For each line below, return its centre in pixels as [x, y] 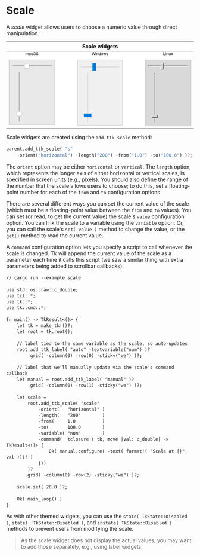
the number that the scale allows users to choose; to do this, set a [87, 185]
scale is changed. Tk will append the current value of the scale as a [89, 253]
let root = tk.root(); [45, 332]
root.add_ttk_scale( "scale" [64, 403]
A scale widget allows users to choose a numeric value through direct [92, 27]
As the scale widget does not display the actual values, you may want [106, 540]
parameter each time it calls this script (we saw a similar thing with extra [95, 259]
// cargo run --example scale [44, 278]
